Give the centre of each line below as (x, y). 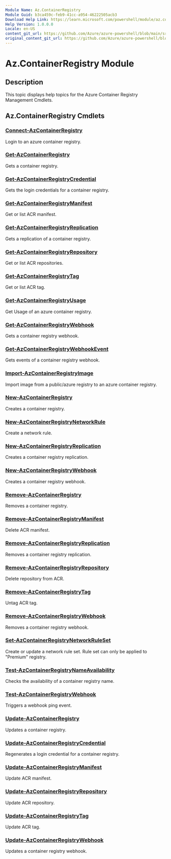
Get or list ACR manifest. (31, 214)
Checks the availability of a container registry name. (60, 681)
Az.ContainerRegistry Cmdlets (55, 116)
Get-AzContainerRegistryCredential (51, 179)
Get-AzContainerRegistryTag (42, 276)
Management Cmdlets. (29, 100)
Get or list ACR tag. (25, 287)
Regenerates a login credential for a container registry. (62, 754)
